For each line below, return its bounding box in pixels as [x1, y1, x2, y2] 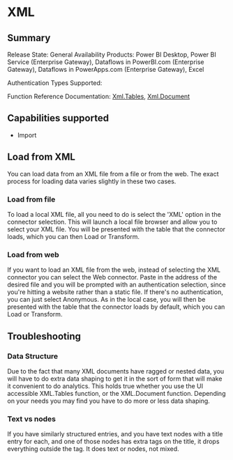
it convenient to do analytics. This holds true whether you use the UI [7, 381, 204, 390]
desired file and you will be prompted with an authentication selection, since [7, 280, 226, 289]
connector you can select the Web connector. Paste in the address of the [7, 273, 218, 282]
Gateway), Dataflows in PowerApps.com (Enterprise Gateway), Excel [7, 66, 204, 73]
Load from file [7, 194, 56, 204]
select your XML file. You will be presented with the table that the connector [7, 224, 225, 233]
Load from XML [7, 151, 75, 163]
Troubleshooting [7, 330, 82, 342]
